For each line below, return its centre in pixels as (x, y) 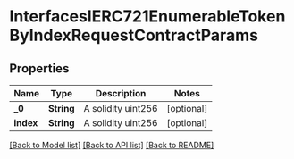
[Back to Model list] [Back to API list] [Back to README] (112, 145)
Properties (39, 68)
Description (121, 93)
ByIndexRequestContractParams (134, 35)
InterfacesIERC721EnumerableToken (147, 17)
